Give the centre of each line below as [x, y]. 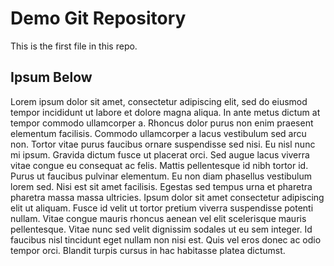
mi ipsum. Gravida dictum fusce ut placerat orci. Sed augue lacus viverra [160, 154]
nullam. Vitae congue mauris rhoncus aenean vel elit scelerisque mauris [158, 218]
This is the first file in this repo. [74, 46]
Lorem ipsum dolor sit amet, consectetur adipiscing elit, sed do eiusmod [159, 101]
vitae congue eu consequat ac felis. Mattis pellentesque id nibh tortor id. [159, 165]
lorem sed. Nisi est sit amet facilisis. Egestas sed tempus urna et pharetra [161, 186]
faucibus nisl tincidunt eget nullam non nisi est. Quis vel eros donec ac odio [166, 239]
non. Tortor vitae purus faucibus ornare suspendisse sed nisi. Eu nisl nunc [163, 144]
